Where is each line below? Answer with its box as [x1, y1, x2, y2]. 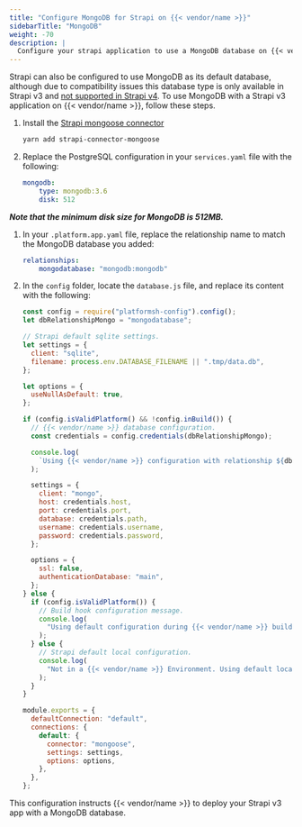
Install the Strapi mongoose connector [22, 118, 164, 129]
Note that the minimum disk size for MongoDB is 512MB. [9, 211, 225, 222]
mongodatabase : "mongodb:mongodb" [39, 264, 168, 273]
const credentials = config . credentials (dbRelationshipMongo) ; [31, 432, 272, 441]
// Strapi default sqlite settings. [22, 332, 160, 341]
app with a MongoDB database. [9, 807, 126, 818]
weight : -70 [9, 30, 54, 39]
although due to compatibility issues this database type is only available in [9, 81, 285, 92]
